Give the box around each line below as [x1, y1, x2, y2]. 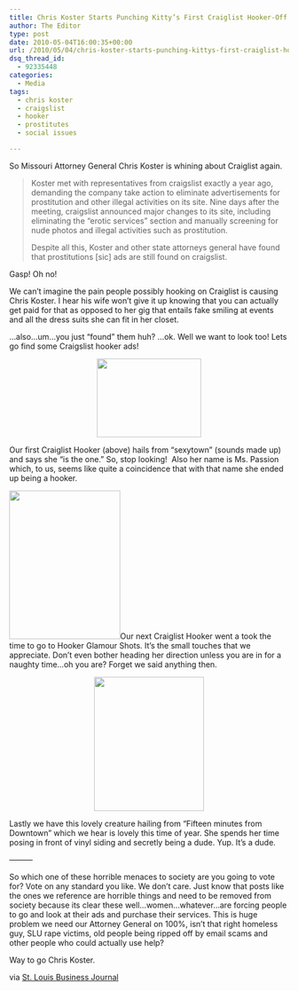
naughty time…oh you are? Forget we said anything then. [9, 658, 217, 670]
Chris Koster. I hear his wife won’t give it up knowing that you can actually [9, 295, 279, 306]
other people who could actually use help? [9, 937, 165, 948]
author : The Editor [9, 21, 82, 30]
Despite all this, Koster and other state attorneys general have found [30, 241, 280, 253]
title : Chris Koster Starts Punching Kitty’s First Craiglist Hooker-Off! [9, 12, 292, 22]
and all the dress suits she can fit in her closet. [9, 314, 179, 325]
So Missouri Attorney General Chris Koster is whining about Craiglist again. [9, 161, 283, 171]
